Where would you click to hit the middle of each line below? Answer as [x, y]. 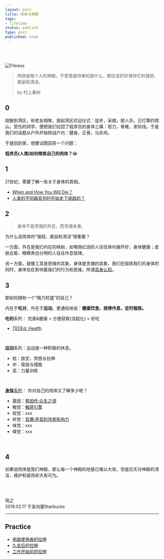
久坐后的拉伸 [25, 545]
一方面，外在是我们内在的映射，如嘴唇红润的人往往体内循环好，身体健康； [80, 247]
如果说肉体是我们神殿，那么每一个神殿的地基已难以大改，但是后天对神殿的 [80, 469]
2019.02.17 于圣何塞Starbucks [35, 506]
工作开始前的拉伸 [29, 551]
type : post [16, 32]
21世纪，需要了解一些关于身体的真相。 [44, 181]
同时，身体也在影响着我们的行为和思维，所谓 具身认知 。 [61, 269]
